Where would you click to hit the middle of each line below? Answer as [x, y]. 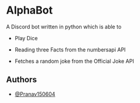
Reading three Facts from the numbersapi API [70, 49]
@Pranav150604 [35, 94]
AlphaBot [30, 10]
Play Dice [26, 38]
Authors [22, 80]
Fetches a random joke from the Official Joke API [74, 61]
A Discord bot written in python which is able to [64, 27]
